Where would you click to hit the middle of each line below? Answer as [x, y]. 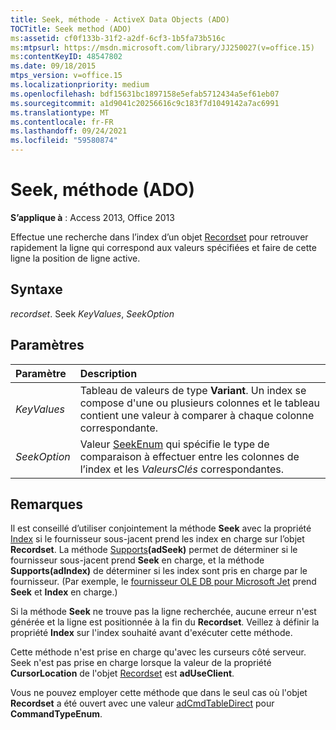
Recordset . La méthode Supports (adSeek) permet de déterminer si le [154, 550]
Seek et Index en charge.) [64, 592]
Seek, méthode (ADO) [102, 190]
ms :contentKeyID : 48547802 [66, 57]
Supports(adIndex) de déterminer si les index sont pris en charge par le [159, 571]
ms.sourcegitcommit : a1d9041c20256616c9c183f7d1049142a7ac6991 [145, 103]
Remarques [47, 504]
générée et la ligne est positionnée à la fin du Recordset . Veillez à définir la [165, 622]
